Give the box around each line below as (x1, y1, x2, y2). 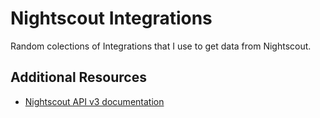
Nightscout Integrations (10, 7, 213, 30)
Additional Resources (10, 69, 147, 86)
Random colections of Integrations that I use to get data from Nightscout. (10, 40, 312, 52)
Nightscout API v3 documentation (24, 95, 165, 107)
